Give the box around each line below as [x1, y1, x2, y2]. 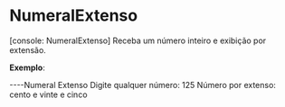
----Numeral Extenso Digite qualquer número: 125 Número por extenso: [9, 79, 276, 90]
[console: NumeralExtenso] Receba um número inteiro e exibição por [9, 35, 267, 46]
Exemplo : [9, 62, 45, 73]
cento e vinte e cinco [9, 89, 88, 100]
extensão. [9, 44, 47, 55]
